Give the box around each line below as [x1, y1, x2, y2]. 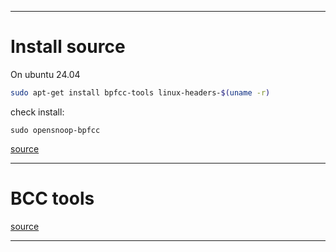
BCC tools [10, 187, 95, 210]
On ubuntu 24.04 [10, 68, 81, 80]
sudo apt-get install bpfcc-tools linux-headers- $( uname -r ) [10, 87, 271, 98]
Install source [10, 36, 126, 58]
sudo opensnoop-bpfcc [10, 125, 101, 135]
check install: [10, 106, 65, 118]
